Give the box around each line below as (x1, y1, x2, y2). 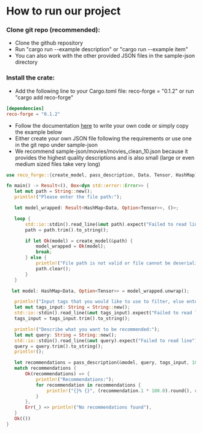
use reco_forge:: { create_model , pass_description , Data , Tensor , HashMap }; (6, 172, 200, 178)
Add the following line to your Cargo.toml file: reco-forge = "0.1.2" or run (14, 87, 194, 95)
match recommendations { (14, 366, 77, 372)
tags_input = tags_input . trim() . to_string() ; (14, 316, 130, 322)
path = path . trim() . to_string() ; (25, 227, 109, 233)
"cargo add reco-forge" (14, 93, 74, 101)
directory (14, 58, 38, 66)
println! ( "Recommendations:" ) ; (35, 376, 114, 382)
